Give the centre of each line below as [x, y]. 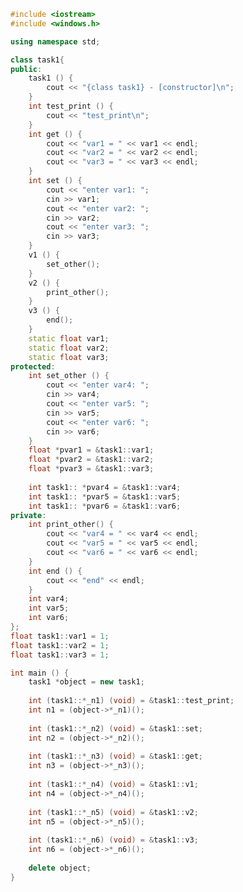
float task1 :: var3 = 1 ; [60, 655]
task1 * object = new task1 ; [86, 682]
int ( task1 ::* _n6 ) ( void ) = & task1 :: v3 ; [113, 840]
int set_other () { [69, 376]
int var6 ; [49, 618]
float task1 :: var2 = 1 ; [60, 645]
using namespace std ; [55, 41]
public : [26, 69]
